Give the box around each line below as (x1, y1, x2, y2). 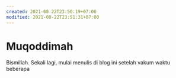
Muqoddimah (6, 40, 73, 53)
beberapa (6, 66, 30, 73)
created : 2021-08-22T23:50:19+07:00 (6, 8, 97, 15)
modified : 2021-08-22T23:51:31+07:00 (6, 14, 100, 20)
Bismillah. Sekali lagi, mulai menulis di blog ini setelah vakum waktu (6, 59, 171, 66)
